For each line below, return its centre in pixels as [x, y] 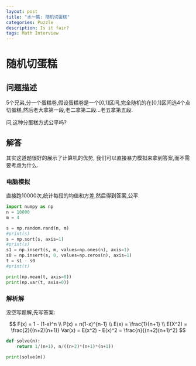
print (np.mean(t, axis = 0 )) [39, 277]
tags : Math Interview [32, 33]
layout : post [22, 11]
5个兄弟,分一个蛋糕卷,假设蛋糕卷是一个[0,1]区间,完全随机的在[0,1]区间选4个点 [98, 102]
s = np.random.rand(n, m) [37, 228]
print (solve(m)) [26, 357]
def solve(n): [23, 341]
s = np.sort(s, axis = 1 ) [35, 239]
